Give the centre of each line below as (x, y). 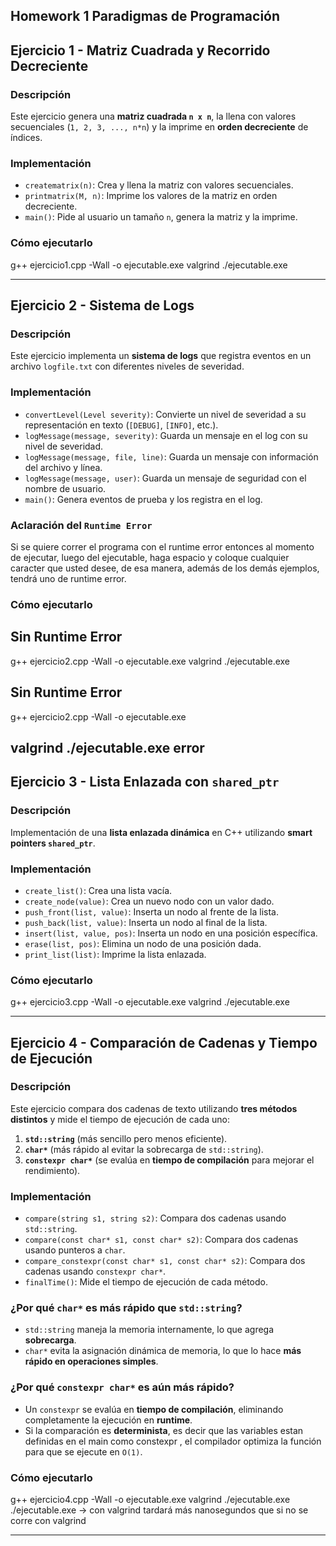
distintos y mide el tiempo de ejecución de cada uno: (120, 1119)
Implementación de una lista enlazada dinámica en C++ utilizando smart (161, 832)
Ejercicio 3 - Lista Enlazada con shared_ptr (145, 782)
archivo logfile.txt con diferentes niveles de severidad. (127, 366)
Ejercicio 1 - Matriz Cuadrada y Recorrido (140, 50)
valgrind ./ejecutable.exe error (107, 747)
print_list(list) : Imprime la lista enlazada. (115, 954)
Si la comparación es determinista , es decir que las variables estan (164, 1430)
